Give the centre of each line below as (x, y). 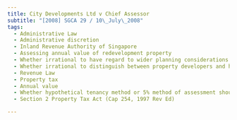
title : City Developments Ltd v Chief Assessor (79, 14)
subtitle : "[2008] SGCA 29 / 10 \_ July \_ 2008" (75, 20)
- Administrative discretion (56, 40)
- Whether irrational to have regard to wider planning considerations (121, 60)
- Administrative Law (45, 34)
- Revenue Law (34, 73)
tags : (15, 27)
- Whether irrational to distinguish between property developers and (120, 66)
